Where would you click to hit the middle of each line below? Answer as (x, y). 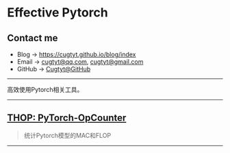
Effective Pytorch (57, 13)
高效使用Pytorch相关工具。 (45, 90)
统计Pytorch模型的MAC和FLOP (67, 135)
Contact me (33, 38)
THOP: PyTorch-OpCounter (67, 118)
